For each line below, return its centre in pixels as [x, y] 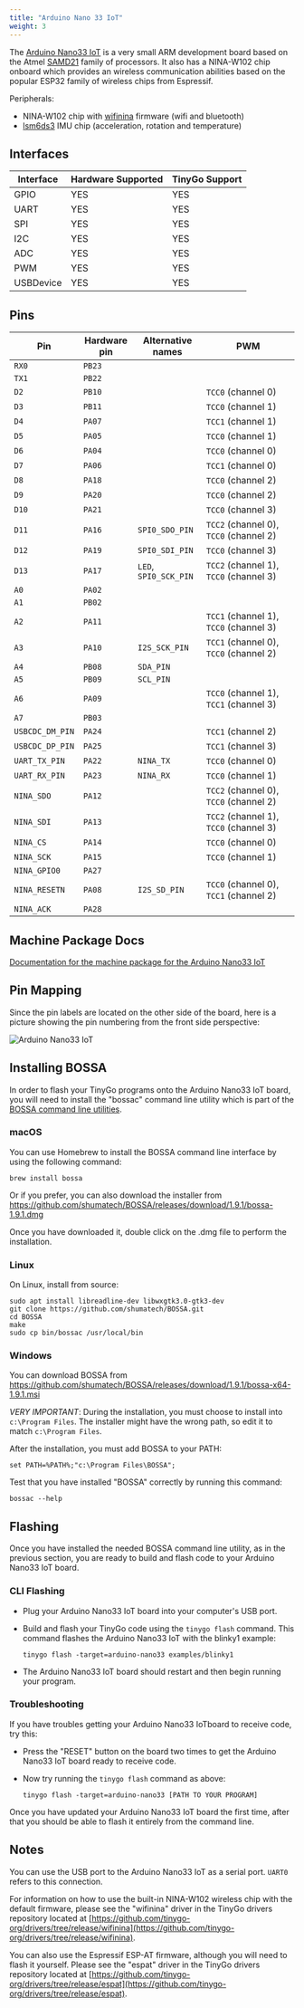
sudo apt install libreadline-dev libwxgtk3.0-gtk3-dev [117, 1301]
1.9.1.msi [25, 1394]
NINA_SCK [33, 857]
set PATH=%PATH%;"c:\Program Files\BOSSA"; [93, 1466]
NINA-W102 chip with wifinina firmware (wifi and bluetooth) [133, 116]
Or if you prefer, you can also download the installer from [116, 1195]
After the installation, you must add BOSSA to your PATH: [116, 1449]
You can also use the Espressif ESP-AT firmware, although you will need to [148, 1955]
